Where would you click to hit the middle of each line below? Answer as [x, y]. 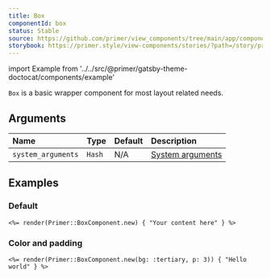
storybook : [27, 46]
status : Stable [34, 31]
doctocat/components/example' [62, 77]
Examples [33, 183]
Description [174, 140]
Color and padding [46, 243]
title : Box [27, 16]
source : [21, 38]
